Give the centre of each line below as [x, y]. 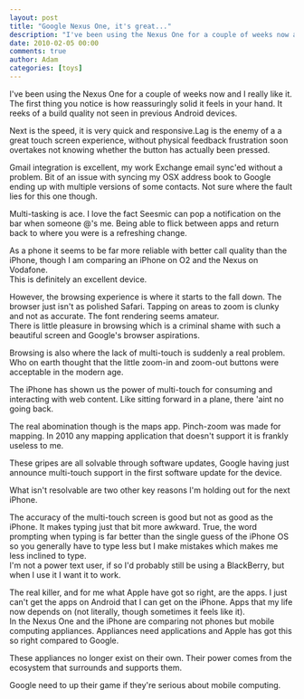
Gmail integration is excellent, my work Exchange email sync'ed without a [146, 167]
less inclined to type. [48, 555]
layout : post [34, 18]
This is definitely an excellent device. [78, 279]
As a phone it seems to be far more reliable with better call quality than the [148, 250]
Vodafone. [28, 269]
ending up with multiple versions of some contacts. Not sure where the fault [151, 186]
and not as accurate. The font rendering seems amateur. [114, 316]
